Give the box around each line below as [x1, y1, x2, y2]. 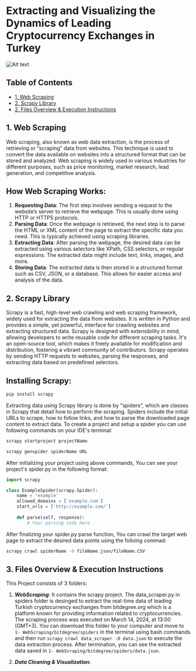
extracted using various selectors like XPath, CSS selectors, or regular [14, 245, 184, 252]
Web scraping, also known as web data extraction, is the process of [6, 138, 170, 145]
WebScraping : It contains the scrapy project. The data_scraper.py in [14, 591, 180, 598]
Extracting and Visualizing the [6, 4, 156, 18]
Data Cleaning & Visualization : [14, 659, 91, 666]
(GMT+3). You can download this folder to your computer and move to [14, 622, 184, 629]
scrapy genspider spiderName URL [6, 449, 88, 454]
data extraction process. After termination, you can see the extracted [14, 641, 181, 648]
